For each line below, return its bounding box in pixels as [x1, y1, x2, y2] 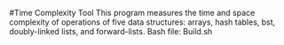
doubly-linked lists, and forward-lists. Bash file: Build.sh [9, 26, 213, 36]
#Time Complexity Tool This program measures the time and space [9, 8, 256, 18]
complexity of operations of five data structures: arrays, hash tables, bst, [9, 17, 276, 27]
